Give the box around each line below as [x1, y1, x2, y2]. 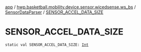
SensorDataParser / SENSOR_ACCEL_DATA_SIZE [5, 9, 104, 15]
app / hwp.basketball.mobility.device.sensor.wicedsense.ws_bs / [5, 4, 136, 10]
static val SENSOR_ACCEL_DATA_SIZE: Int [5, 42, 89, 47]
